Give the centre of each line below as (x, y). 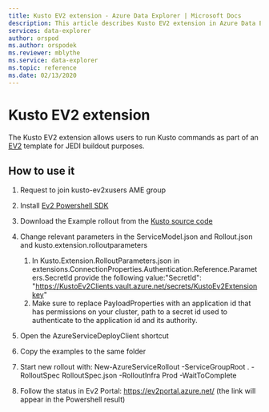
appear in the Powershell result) (72, 400)
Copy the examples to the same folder (83, 351)
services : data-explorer (50, 30)
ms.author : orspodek (43, 46)
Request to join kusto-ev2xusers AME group (93, 190)
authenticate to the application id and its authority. (114, 321)
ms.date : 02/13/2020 (43, 75)
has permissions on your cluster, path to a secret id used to (130, 312)
